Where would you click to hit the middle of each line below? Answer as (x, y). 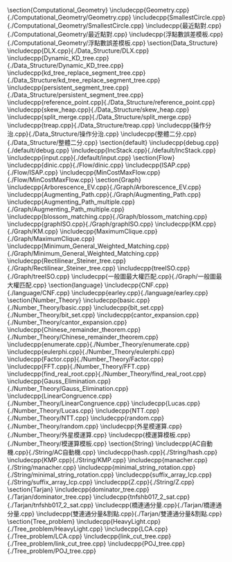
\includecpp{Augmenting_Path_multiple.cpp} (71, 202)
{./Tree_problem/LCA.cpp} (45, 536)
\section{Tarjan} (30, 489)
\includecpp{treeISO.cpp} (154, 268)
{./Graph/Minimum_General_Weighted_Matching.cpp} (83, 253)
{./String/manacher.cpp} (42, 467)
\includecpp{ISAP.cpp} (158, 165)
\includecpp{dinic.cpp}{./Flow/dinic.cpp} (65, 165)
